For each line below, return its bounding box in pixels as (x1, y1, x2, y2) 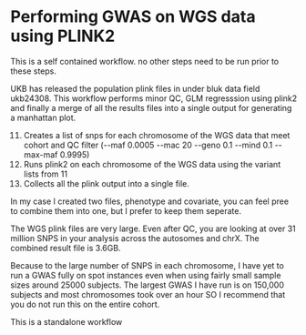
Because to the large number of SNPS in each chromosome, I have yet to (10, 259, 285, 270)
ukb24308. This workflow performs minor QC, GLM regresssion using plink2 (10, 93, 298, 104)
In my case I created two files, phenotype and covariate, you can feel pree (10, 196, 290, 207)
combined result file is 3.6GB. (10, 242, 121, 253)
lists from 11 (23, 168, 67, 179)
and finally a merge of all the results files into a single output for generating (10, 102, 292, 113)
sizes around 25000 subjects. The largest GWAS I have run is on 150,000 (10, 279, 285, 290)
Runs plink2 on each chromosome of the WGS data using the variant (23, 158, 281, 169)
